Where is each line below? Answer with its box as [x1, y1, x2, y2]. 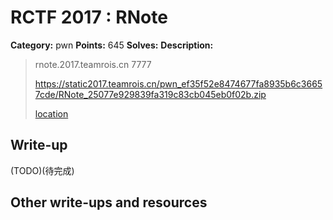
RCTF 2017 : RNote [10, 6, 168, 29]
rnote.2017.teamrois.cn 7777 [34, 58, 152, 70]
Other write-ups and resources [10, 194, 208, 211]
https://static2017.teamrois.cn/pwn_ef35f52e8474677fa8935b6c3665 [34, 77, 323, 90]
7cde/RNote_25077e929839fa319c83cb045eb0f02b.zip [34, 88, 267, 100]
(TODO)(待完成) [10, 164, 75, 176]
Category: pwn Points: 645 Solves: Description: [10, 39, 214, 51]
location [34, 107, 69, 120]
